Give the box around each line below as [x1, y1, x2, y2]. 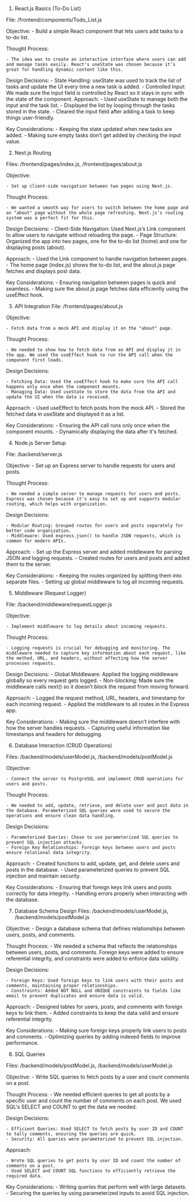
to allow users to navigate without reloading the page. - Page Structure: [6, 232, 178, 239]
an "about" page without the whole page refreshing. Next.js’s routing [6, 210, 183, 216]
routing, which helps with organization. [6, 501, 108, 507]
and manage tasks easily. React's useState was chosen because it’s [6, 61, 176, 67]
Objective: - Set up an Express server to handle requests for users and [6, 462, 176, 469]
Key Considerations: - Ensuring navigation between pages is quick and [6, 279, 176, 286]
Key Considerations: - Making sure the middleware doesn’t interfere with [6, 719, 180, 725]
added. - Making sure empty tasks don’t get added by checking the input [6, 132, 182, 139]
